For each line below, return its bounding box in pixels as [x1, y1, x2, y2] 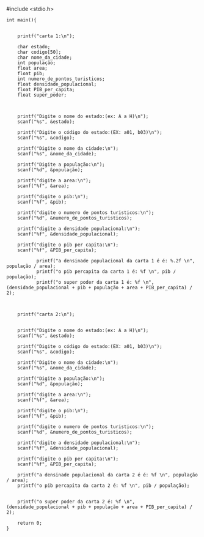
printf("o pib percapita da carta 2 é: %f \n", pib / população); [17, 483, 190, 489]
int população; [17, 60, 56, 66]
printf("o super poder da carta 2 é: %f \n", [17, 498, 136, 505]
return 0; [17, 520, 43, 526]
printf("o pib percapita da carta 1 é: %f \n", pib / [36, 268, 176, 275]
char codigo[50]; [17, 49, 62, 55]
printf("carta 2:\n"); [17, 311, 75, 317]
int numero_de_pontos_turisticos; [17, 76, 105, 82]
